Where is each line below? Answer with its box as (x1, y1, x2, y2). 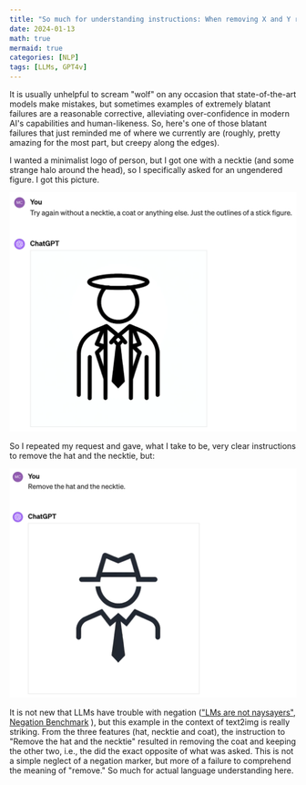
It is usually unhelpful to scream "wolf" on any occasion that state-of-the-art (9, 89, 297, 99)
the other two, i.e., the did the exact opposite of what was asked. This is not (9, 746, 294, 757)
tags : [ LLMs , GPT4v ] (9, 63, 88, 72)
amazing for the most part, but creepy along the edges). (9, 138, 220, 148)
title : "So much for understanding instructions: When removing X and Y (9, 15, 291, 24)
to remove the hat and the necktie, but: (9, 450, 155, 461)
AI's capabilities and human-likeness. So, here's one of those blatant (9, 118, 267, 128)
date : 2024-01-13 (9, 24, 76, 34)
